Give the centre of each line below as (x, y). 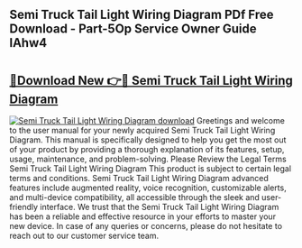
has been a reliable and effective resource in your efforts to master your (143, 216)
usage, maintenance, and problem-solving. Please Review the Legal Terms (148, 159)
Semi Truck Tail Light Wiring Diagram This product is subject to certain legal (150, 169)
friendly (24, 207)
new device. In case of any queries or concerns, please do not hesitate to (146, 226)
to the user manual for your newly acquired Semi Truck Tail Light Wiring (142, 130)
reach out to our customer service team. (84, 235)
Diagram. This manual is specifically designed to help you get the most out (148, 140)
